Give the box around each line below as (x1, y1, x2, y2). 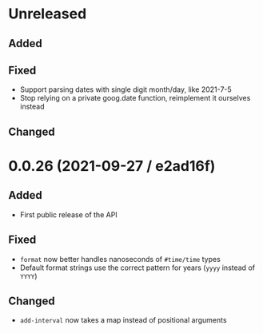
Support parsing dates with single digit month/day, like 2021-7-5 (19, 85, 232, 94)
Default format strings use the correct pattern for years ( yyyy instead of (19, 263, 256, 272)
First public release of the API (19, 209, 118, 220)
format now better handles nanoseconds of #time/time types (19, 254, 221, 264)
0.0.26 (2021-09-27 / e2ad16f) (8, 157, 216, 175)
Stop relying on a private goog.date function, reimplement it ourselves (19, 93, 251, 103)
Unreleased (8, 5, 87, 23)
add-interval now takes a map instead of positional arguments (19, 315, 227, 325)
